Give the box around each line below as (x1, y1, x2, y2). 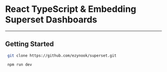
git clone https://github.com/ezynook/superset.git (7, 53, 117, 58)
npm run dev (7, 62, 32, 67)
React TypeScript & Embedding (5, 3, 137, 15)
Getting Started (5, 40, 54, 48)
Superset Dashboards (5, 14, 97, 25)
